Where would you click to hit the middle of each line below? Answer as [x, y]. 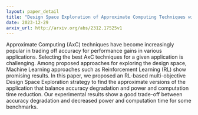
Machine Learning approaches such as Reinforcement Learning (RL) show [96, 70]
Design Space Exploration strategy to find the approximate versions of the [96, 82]
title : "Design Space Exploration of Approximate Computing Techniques [96, 17]
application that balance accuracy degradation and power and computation [98, 88]
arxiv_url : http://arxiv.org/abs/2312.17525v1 [64, 28]
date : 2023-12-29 [27, 22]
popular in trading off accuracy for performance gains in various [84, 51]
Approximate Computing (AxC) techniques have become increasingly [90, 45]
